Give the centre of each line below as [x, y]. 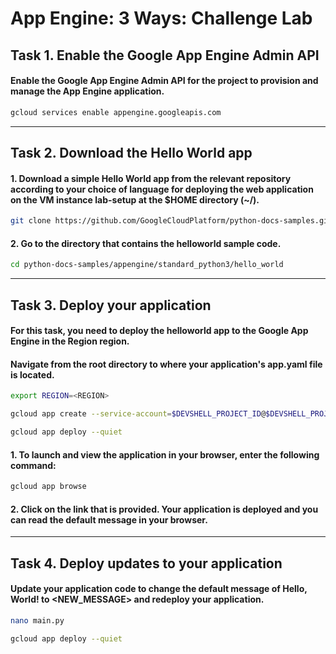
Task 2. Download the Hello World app [131, 153]
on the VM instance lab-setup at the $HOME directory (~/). [135, 199]
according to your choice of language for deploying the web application [162, 189]
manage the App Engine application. [87, 91]
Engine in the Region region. [70, 341]
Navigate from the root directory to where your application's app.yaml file [166, 364]
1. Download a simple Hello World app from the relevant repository [151, 178]
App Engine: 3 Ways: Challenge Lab [161, 18]
